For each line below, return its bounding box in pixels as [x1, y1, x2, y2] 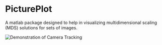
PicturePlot [5, 3, 52, 15]
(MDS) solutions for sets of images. [5, 24, 78, 30]
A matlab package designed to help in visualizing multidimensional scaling [5, 20, 158, 25]
